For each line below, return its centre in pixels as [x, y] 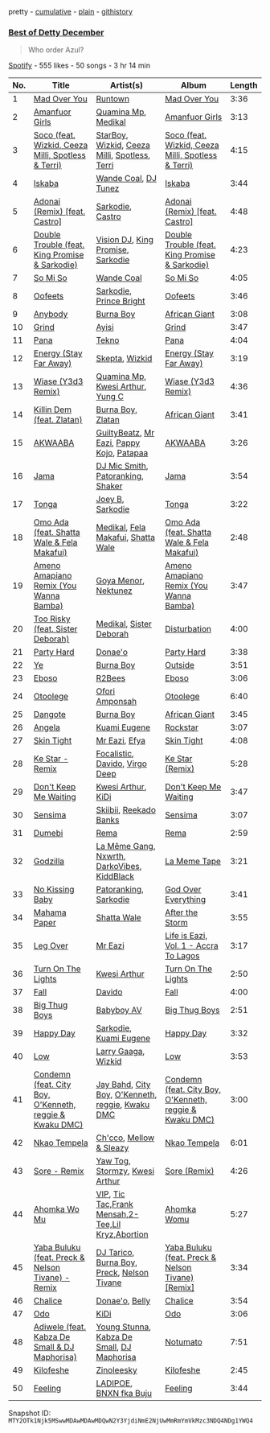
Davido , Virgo [121, 764]
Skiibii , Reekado [126, 810]
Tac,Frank [115, 1204]
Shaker [109, 486]
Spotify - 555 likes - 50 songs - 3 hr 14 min [80, 66]
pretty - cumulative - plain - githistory [71, 12]
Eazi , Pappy [118, 443]
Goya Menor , [120, 581]
